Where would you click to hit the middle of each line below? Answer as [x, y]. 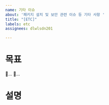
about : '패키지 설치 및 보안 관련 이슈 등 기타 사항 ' [55, 15]
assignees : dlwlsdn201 [29, 29]
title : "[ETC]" [21, 19]
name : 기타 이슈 [20, 10]
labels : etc [18, 24]
